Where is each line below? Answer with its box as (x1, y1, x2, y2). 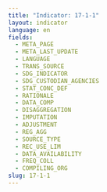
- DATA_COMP (15, 99, 55, 107)
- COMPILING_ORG (15, 165, 68, 172)
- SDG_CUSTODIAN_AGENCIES (15, 77, 100, 85)
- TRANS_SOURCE (15, 63, 65, 71)
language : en (8, 26, 51, 34)
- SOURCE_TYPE (15, 135, 61, 143)
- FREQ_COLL (15, 158, 55, 165)
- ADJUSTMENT (15, 121, 58, 129)
